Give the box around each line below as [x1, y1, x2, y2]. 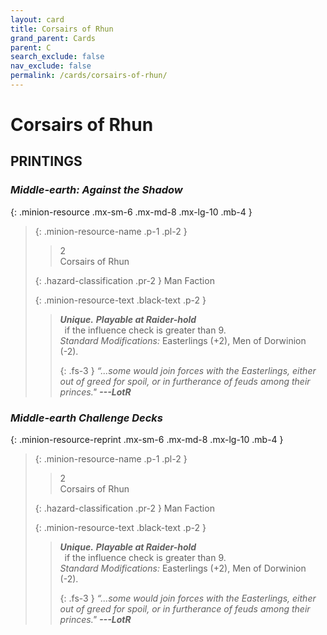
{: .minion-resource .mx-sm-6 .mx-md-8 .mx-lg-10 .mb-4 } [10, 206, 253, 218]
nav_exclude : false [10, 61, 92, 71]
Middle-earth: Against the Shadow [10, 183, 183, 197]
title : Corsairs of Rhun [10, 24, 114, 34]
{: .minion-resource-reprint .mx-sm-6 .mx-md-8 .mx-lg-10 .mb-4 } [10, 434, 284, 446]
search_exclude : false [10, 52, 105, 62]
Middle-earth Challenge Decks [10, 411, 164, 425]
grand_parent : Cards [10, 33, 97, 43]
